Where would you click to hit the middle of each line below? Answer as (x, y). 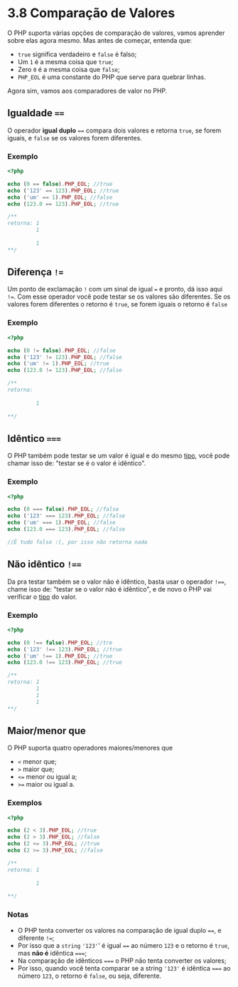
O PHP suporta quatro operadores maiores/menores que (90, 748)
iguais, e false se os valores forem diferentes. (75, 138)
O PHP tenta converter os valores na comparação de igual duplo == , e (119, 930)
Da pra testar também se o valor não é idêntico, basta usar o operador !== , (117, 582)
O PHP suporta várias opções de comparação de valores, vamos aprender (116, 33)
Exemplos (25, 803)
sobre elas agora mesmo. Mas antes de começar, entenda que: (100, 40)
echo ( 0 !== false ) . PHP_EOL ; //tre (60, 643)
